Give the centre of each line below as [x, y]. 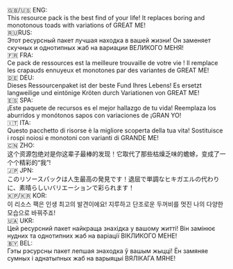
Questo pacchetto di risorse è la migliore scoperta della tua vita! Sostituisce [115, 130]
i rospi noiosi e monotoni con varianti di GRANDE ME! [83, 138]
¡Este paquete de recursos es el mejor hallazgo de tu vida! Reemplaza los [112, 108]
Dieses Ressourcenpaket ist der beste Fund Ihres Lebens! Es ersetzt [105, 85]
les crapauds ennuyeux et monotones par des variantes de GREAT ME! [108, 70]
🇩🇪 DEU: [21, 78]
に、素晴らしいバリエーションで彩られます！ [71, 188]
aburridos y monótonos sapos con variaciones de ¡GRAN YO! [94, 115]
